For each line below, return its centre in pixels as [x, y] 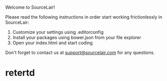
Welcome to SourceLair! [30, 7]
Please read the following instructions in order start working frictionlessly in [84, 17]
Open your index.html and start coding [52, 43]
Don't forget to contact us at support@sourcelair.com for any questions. [80, 53]
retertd [20, 73]
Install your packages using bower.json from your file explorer [77, 37]
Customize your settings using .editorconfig [58, 32]
